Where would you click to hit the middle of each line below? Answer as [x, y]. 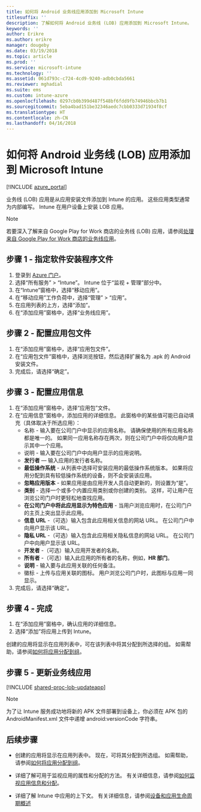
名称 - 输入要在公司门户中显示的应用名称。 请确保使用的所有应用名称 [108, 430]
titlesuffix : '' [26, 17]
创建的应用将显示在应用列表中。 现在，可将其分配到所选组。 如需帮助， [103, 755]
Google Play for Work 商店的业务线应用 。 [68, 239]
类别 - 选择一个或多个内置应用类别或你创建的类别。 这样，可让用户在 [108, 490]
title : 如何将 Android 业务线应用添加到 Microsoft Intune [75, 12]
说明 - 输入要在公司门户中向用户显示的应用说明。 [84, 453]
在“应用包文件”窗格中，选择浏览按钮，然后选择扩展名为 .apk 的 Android [102, 356]
